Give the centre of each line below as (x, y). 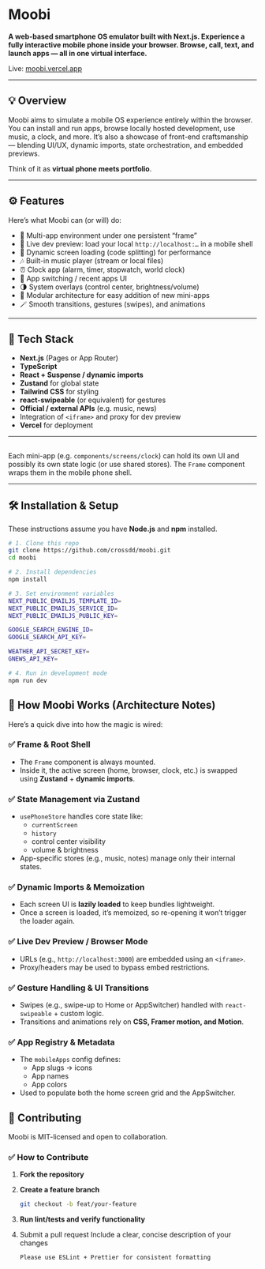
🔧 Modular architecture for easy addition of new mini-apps (115, 295)
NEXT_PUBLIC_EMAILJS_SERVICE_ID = (63, 608)
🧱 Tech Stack (41, 339)
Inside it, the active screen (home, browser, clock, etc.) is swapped (129, 770)
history (44, 834)
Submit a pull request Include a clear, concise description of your (125, 1235)
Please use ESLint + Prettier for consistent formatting (115, 1258)
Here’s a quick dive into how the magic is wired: (86, 724)
